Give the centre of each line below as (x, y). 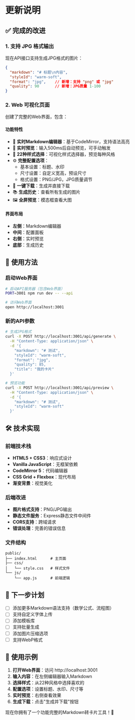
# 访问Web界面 (18, 303)
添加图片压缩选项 (30, 633)
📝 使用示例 (21, 657)
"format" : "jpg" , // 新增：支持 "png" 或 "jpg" (62, 82)
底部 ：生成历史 (28, 245)
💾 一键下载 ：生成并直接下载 (41, 186)
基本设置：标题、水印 (42, 166)
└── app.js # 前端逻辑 (42, 578)
